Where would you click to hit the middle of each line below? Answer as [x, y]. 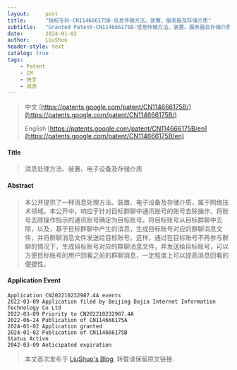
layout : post [33, 14]
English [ [37, 129]
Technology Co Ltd [34, 308]
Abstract [20, 186]
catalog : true [28, 54]
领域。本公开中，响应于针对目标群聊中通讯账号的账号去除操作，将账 [130, 211]
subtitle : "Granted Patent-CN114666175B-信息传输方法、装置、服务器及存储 [114, 27]
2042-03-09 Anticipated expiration [60, 345]
